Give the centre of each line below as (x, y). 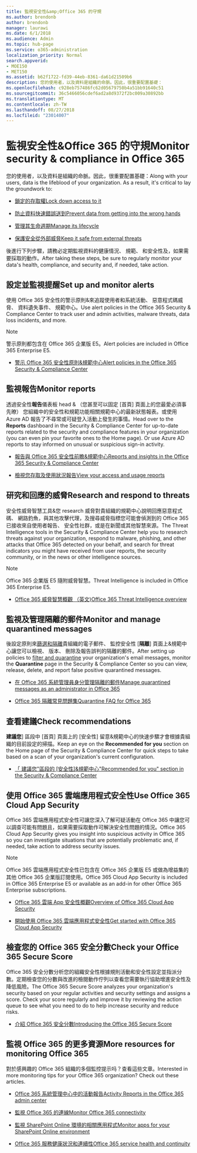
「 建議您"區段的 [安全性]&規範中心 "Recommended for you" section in (99, 769)
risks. (13, 1011)
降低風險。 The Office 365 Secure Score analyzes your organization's (90, 986)
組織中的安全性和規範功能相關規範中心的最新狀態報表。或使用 (102, 411)
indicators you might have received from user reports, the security (86, 550)
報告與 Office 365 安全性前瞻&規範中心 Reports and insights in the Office (101, 456)
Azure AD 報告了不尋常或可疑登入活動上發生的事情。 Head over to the (90, 419)
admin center (30, 1100)
